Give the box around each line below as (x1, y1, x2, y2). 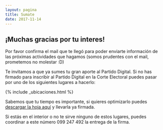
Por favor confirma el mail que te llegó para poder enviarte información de (5, 48, 158, 54)
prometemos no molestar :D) (5, 59, 64, 65)
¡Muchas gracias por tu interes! (5, 35, 105, 43)
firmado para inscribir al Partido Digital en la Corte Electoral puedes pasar (5, 74, 157, 80)
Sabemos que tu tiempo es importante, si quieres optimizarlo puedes (5, 98, 147, 105)
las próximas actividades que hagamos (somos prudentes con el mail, (5, 53, 149, 60)
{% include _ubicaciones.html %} (5, 89, 74, 95)
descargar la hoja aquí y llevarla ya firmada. (5, 104, 95, 110)
